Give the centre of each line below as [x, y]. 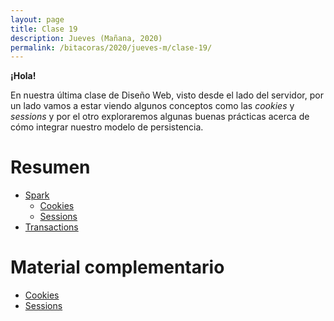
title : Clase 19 [44, 29]
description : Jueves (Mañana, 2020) [86, 38]
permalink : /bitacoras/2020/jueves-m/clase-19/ [111, 47]
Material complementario [117, 267]
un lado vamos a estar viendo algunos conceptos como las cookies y [152, 106]
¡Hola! [23, 76]
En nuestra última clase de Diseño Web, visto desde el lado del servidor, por [167, 95]
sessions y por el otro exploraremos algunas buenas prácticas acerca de [160, 117]
